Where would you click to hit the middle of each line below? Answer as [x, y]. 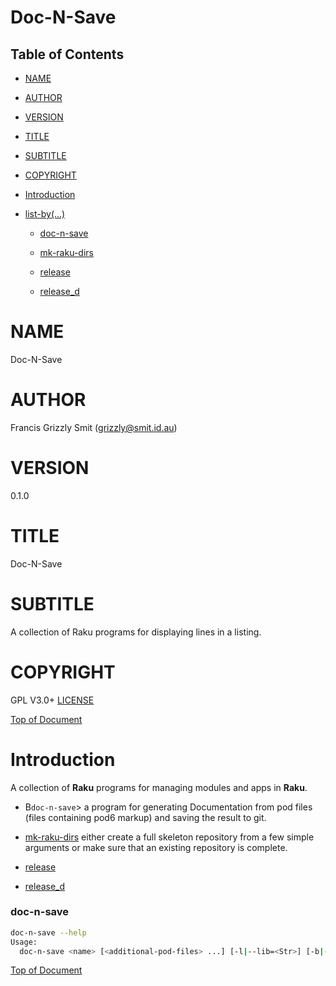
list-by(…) [45, 214]
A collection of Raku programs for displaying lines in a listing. [136, 632]
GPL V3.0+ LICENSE [52, 700]
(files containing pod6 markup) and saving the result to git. [145, 817]
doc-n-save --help [48, 932]
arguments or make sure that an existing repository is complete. [156, 847]
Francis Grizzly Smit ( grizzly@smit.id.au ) [94, 427]
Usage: [24, 942]
